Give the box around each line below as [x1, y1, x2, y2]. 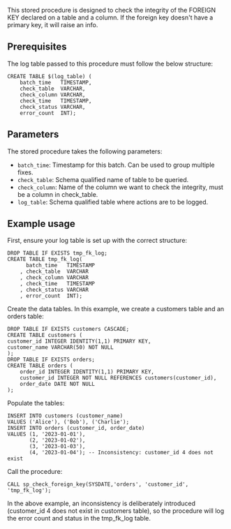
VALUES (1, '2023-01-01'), [7, 431, 86, 438]
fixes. [17, 167, 33, 177]
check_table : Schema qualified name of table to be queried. [17, 175, 189, 184]
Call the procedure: [7, 468, 63, 476]
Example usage [7, 218, 75, 230]
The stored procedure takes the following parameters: [7, 147, 163, 156]
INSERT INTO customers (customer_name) [7, 412, 124, 419]
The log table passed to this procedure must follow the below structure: [7, 59, 213, 68]
